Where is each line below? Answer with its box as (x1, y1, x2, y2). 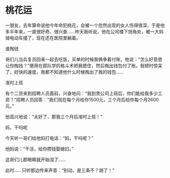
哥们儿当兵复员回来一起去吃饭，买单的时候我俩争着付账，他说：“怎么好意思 (5, 56, 163, 62)
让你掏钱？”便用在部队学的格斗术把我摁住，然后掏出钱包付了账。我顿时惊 (5, 63, 158, 69)
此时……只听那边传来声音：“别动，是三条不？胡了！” (5, 167, 115, 173)
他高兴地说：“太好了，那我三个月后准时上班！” (5, 113, 103, 120)
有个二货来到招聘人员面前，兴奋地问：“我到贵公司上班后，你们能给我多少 (5, 90, 158, 96)
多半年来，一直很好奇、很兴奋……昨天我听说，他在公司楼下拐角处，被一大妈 (5, 28, 164, 34)
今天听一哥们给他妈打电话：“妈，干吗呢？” (5, 135, 94, 141)
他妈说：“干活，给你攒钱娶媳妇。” (5, 146, 74, 152)
